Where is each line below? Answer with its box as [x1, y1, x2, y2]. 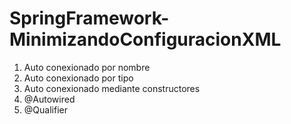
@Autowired [23, 93, 76, 105]
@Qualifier [23, 103, 68, 116]
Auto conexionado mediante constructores [23, 82, 201, 94]
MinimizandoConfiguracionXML [9, 28, 282, 51]
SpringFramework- [9, 7, 170, 30]
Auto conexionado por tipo [23, 72, 134, 84]
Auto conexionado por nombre [23, 61, 151, 73]
